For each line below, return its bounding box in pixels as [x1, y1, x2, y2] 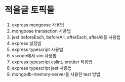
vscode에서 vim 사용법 [11, 52, 57, 58]
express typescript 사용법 [11, 46, 64, 52]
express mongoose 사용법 [11, 22, 65, 28]
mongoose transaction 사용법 [11, 28, 71, 34]
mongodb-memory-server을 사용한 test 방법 [11, 71, 101, 77]
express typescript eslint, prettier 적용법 [11, 59, 92, 65]
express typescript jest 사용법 [11, 65, 72, 71]
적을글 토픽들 [4, 4, 55, 16]
